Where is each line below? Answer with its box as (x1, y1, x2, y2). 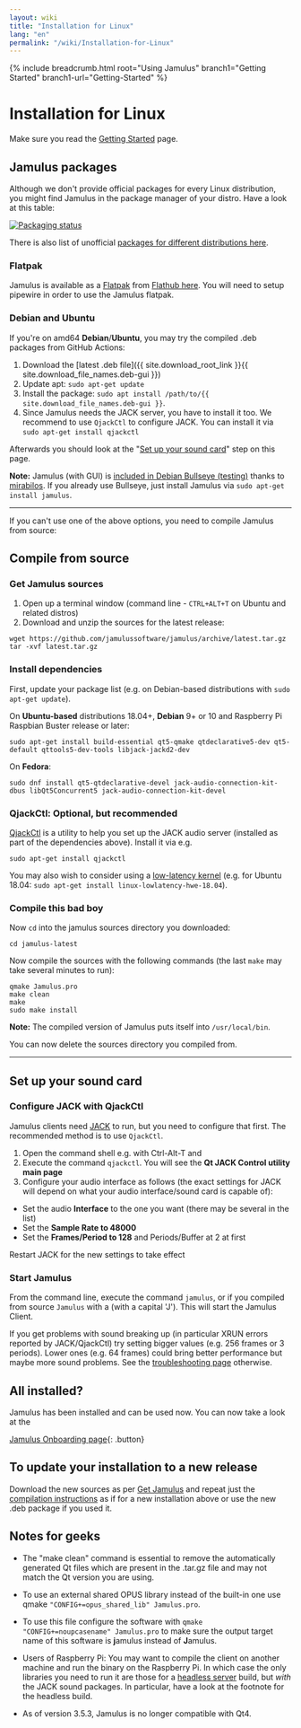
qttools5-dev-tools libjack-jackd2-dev (41, 745, 191, 754)
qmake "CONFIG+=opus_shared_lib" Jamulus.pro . (21, 1599, 201, 1610)
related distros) (21, 608, 79, 618)
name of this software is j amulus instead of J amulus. (21, 1635, 218, 1645)
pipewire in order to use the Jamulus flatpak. (9, 289, 175, 301)
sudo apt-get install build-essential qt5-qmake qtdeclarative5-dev (9, 737, 271, 746)
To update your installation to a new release (9, 1460, 258, 1475)
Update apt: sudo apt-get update (21, 378, 145, 389)
